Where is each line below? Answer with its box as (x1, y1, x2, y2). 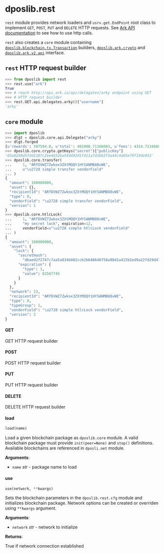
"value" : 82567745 (22, 271, 60, 276)
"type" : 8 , (9, 299, 32, 304)
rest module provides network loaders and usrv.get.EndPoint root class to (5, 20, 156, 25)
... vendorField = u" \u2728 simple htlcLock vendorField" (5, 226, 130, 231)
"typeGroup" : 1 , (9, 303, 42, 308)
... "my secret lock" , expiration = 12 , (5, 221, 93, 226)
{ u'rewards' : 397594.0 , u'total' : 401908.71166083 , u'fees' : (5, 144, 132, 149)
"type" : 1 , (22, 266, 45, 271)
